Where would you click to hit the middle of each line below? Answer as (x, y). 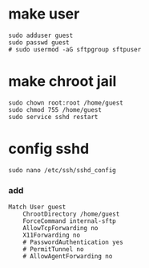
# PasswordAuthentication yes (73, 242)
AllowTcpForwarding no (60, 229)
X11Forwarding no (52, 235)
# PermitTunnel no (53, 249)
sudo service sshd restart (53, 117)
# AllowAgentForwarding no (68, 257)
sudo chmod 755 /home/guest (55, 109)
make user (44, 14)
